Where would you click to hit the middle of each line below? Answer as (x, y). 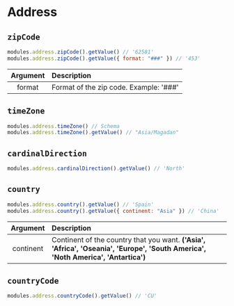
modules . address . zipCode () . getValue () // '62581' (81, 52)
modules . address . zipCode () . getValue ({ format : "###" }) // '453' (104, 58)
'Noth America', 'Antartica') (99, 257)
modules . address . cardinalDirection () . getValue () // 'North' (96, 169)
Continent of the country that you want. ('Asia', (129, 239)
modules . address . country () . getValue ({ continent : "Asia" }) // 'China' (113, 211)
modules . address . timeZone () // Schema (63, 126)
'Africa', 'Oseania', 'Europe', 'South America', (129, 248)
